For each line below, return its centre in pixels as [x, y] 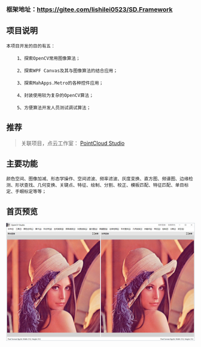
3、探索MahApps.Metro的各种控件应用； [60, 83]
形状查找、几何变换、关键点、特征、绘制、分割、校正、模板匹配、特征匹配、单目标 [102, 185]
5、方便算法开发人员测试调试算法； [54, 108]
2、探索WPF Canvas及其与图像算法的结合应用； [67, 71]
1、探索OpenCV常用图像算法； [49, 58]
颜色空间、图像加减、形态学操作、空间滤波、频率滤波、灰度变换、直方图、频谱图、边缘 [98, 179]
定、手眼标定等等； [26, 192]
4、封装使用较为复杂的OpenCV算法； [55, 95]
